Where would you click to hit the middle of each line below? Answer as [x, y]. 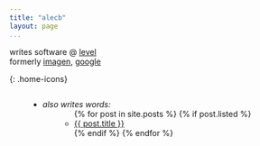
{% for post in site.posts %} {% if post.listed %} [162, 114]
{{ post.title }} [99, 123]
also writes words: [76, 104]
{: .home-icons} [38, 78]
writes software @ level [53, 51]
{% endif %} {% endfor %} [124, 132]
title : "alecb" [38, 18]
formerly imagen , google [55, 61]
